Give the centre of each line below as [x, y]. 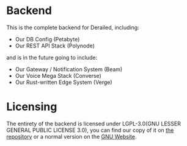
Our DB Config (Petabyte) [47, 39]
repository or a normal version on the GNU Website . [71, 136]
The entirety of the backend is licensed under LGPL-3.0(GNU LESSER [94, 123]
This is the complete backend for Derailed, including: [73, 27]
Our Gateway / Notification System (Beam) [69, 69]
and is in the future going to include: [52, 57]
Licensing [32, 107]
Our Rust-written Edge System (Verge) [64, 82]
